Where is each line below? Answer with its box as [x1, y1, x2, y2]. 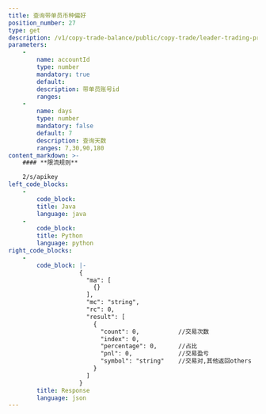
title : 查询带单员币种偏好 [8, 11, 87, 20]
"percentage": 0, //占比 [100, 342, 198, 351]
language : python [36, 239, 93, 248]
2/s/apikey [22, 173, 59, 181]
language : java [36, 210, 87, 218]
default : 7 [36, 129, 73, 137]
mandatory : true [36, 70, 90, 78]
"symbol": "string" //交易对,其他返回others [100, 357, 252, 365]
